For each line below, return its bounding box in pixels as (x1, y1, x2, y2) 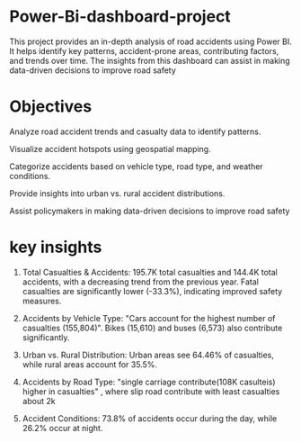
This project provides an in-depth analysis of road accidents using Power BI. (9, 36, 292, 47)
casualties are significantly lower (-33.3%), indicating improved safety (22, 285, 283, 296)
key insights (9, 237, 102, 257)
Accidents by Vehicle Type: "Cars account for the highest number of (22, 312, 276, 323)
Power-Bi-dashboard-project (9, 6, 231, 27)
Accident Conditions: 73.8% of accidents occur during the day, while (22, 412, 278, 424)
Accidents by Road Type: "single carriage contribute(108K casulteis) (22, 376, 276, 387)
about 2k (22, 395, 56, 406)
